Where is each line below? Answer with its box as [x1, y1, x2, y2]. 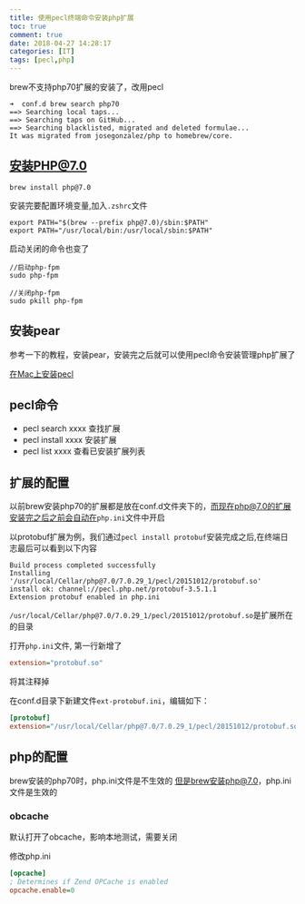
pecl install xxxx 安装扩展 [22, 435, 117, 446]
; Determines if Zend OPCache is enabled [9, 877, 169, 886]
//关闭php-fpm [9, 288, 61, 298]
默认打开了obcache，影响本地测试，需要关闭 [9, 831, 178, 842]
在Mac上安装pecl [9, 368, 74, 379]
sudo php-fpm [9, 270, 59, 280]
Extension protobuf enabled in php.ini [9, 593, 161, 602]
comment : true [9, 30, 64, 39]
